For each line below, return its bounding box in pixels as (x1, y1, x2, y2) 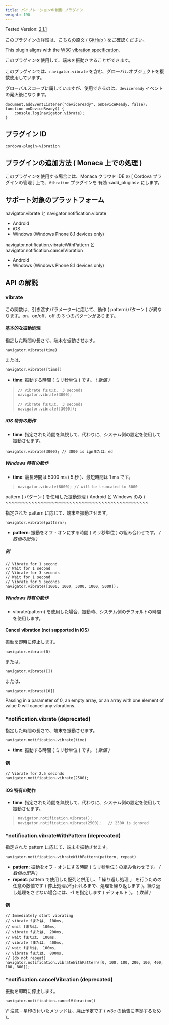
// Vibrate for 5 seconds (5, 579, 60, 584)
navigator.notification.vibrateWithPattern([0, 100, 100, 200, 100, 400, (5, 960, 164, 965)
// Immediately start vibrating (5, 913, 73, 918)
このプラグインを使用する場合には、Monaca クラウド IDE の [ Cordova (5, 173, 152, 179)
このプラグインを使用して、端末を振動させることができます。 (5, 57, 133, 63)
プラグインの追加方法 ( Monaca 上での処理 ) (5, 158, 142, 167)
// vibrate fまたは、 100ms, (5, 919, 64, 924)
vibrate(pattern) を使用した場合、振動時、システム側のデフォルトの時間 (12, 608, 161, 614)
